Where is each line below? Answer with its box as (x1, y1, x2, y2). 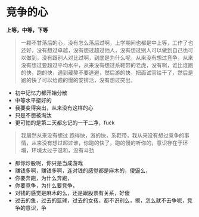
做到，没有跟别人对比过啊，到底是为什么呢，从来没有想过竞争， (26, 54, 183, 61)
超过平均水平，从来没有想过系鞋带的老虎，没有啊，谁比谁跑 (46, 61, 194, 69)
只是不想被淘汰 (14, 111, 52, 118)
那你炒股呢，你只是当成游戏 (14, 159, 83, 166)
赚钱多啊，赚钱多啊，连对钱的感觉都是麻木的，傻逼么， (14, 167, 151, 174)
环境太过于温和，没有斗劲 (31, 146, 94, 154)
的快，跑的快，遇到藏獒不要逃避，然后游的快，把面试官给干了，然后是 (20, 69, 194, 76)
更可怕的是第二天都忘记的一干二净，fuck (14, 119, 115, 126)
